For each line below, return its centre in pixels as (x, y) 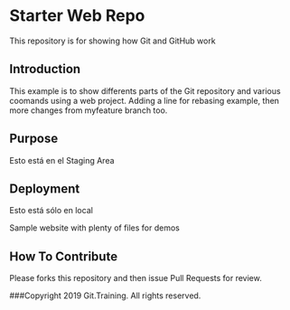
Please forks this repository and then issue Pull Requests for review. (136, 278)
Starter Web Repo (77, 16)
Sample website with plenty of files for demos (95, 228)
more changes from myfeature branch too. (89, 110)
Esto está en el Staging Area (62, 160)
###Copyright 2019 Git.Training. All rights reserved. (105, 296)
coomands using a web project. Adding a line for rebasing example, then (145, 100)
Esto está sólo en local (51, 211)
